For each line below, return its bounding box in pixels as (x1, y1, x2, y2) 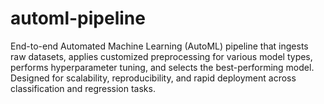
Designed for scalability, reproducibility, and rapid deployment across (10, 72, 297, 84)
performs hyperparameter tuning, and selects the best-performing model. (10, 61, 315, 73)
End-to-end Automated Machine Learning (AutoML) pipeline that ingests (10, 40, 309, 52)
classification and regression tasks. (10, 82, 156, 94)
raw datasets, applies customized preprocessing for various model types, (10, 50, 313, 62)
